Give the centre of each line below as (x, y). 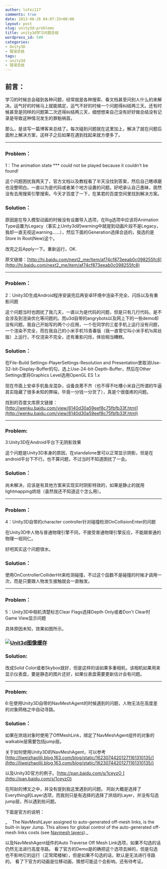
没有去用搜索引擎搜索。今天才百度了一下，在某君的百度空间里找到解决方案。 (83, 194)
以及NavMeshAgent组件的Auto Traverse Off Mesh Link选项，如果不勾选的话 (83, 843)
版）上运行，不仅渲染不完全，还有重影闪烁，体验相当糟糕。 (66, 337)
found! (12, 171)
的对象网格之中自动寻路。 (31, 709)
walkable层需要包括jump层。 (35, 742)
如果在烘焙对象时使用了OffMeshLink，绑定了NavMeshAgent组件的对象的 (80, 735)
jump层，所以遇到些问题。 (32, 801)
